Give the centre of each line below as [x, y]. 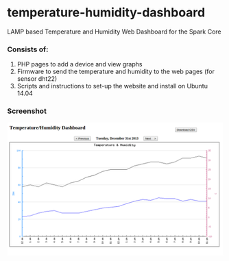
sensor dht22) [37, 79]
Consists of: [28, 49]
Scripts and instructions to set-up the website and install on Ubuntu [112, 86]
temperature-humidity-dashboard [106, 13]
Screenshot [27, 111]
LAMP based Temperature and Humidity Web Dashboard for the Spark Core [114, 32]
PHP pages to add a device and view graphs [80, 64]
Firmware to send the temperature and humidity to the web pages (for [116, 72]
